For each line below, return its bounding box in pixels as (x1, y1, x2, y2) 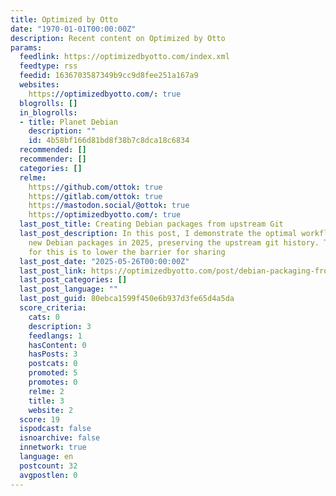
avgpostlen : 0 (19, 470, 78, 480)
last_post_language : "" (19, 284, 118, 295)
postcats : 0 (28, 359, 78, 369)
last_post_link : (19, 266, 87, 276)
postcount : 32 (19, 461, 78, 471)
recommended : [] (19, 145, 87, 155)
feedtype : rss (19, 61, 78, 71)
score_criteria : (19, 303, 87, 313)
